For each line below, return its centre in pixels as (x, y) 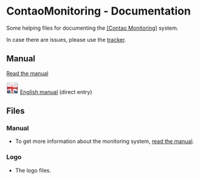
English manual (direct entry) (56, 92)
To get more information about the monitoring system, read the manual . (105, 141)
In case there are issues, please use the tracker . (66, 39)
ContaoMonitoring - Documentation (99, 11)
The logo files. (33, 170)
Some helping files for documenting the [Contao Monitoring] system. (92, 28)
